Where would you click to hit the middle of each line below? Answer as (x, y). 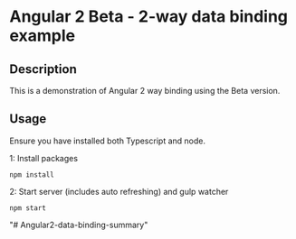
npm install (32, 175)
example (43, 36)
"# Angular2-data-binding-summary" (79, 225)
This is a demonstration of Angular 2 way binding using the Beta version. (145, 91)
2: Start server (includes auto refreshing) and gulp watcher (119, 191)
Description (43, 69)
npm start (28, 208)
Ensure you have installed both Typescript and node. (108, 141)
